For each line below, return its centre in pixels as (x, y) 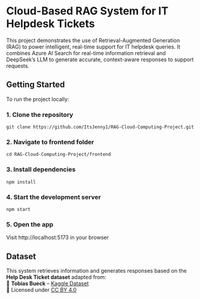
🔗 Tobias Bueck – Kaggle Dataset (47, 283)
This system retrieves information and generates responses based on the (96, 271)
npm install (21, 182)
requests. (18, 66)
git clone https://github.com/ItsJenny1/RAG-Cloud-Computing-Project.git (100, 127)
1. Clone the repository (40, 114)
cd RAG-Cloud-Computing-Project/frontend (59, 155)
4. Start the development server (54, 197)
